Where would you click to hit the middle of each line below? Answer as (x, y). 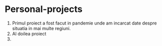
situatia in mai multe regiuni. (41, 28)
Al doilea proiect (29, 33)
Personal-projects (44, 9)
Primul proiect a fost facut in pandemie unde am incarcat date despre (85, 23)
